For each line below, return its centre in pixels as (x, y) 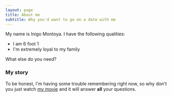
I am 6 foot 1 (26, 44)
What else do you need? (31, 59)
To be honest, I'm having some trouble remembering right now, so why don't (86, 83)
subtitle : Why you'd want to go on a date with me (61, 19)
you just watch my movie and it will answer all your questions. (71, 89)
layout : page (19, 10)
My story (17, 72)
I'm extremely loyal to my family (46, 50)
